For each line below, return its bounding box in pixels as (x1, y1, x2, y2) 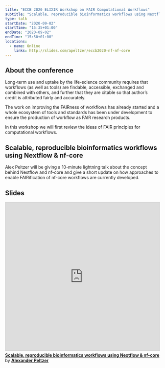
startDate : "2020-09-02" (5, 21, 56, 26)
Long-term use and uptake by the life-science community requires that (5, 79, 148, 85)
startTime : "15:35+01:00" (5, 25, 58, 30)
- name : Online (9, 44, 41, 48)
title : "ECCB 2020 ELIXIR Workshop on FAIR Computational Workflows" (5, 7, 150, 12)
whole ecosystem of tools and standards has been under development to (5, 110, 153, 115)
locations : (5, 39, 27, 44)
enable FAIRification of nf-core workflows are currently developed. (5, 175, 140, 181)
